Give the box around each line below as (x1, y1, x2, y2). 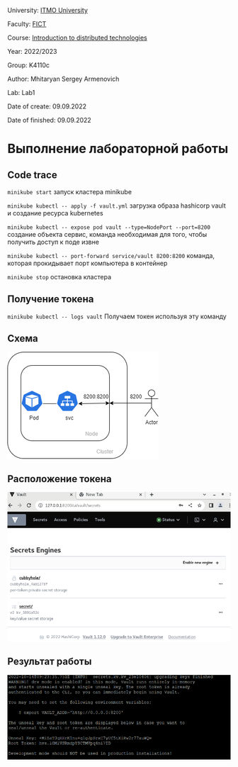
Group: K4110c (7, 61, 50, 69)
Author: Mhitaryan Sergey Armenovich (7, 74, 120, 83)
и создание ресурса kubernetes (7, 209, 104, 217)
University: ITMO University (7, 6, 89, 14)
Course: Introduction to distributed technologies (7, 33, 147, 42)
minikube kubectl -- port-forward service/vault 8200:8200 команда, (7, 252, 215, 259)
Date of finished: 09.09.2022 (7, 116, 92, 124)
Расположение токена (7, 473, 112, 485)
